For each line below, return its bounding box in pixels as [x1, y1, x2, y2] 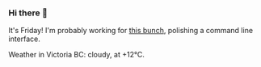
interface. [8, 34, 40, 44]
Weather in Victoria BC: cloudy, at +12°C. [8, 50, 145, 60]
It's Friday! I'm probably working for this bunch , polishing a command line [8, 26, 253, 36]
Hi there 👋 [8, 7, 48, 19]
